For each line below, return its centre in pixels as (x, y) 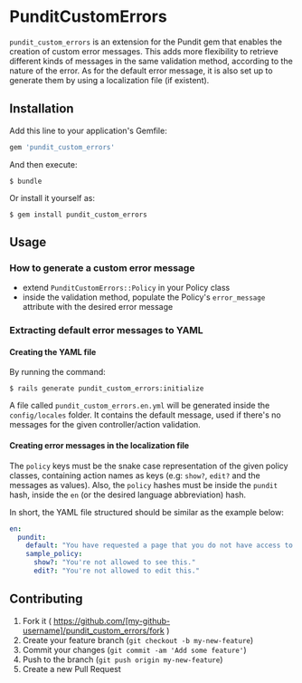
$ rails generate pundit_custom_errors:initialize (107, 389)
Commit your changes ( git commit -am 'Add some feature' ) (134, 649)
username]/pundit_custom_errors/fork (93, 630)
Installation (42, 109)
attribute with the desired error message (98, 307)
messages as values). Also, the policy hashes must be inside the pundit (144, 485)
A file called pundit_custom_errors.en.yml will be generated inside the (140, 406)
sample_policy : (54, 554)
